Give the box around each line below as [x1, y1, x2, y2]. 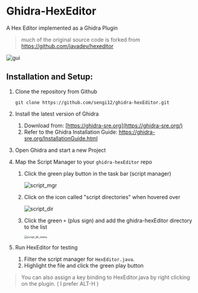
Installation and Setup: [6, 71, 94, 82]
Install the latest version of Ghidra [14, 110, 99, 117]
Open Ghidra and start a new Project [14, 146, 106, 154]
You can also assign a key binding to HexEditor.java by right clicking [21, 274, 190, 281]
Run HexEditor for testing [14, 243, 78, 251]
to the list [24, 223, 48, 231]
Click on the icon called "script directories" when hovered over [24, 193, 180, 200]
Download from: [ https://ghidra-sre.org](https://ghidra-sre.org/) [24, 122, 183, 129]
